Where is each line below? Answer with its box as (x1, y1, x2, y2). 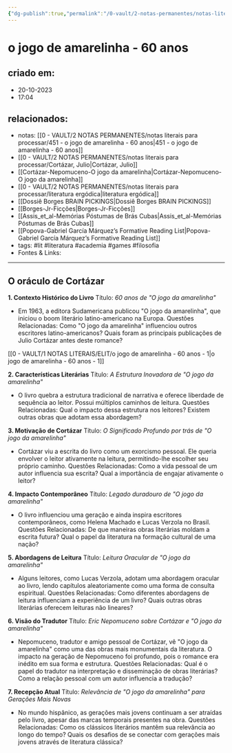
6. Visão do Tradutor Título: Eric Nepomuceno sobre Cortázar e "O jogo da (8, 617, 222, 625)
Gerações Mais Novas (8, 695, 72, 703)
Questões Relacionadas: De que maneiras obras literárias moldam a (17, 526, 210, 534)
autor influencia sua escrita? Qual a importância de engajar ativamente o (17, 469, 224, 477)
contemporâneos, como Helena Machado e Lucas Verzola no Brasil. (17, 518, 211, 526)
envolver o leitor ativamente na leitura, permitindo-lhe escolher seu (17, 455, 209, 463)
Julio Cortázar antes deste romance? (17, 336, 123, 345)
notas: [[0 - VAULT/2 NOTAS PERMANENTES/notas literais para (17, 131, 198, 140)
